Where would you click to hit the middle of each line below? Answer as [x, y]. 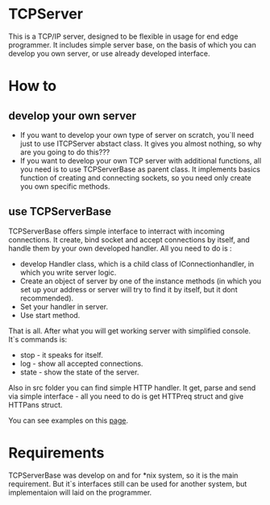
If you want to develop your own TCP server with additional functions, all [141, 160]
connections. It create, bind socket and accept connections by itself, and [129, 239]
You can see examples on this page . [69, 420]
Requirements [56, 453]
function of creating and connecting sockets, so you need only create [135, 177]
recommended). [47, 298]
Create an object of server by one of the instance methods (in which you [141, 281]
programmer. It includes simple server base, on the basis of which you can [132, 44]
